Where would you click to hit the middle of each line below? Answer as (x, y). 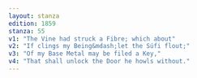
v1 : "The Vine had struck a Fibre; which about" (92, 39)
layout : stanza (34, 16)
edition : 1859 (32, 24)
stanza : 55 (27, 31)
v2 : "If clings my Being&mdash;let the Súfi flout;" (99, 46)
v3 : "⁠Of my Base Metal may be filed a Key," (85, 54)
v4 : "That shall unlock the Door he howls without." (99, 62)
